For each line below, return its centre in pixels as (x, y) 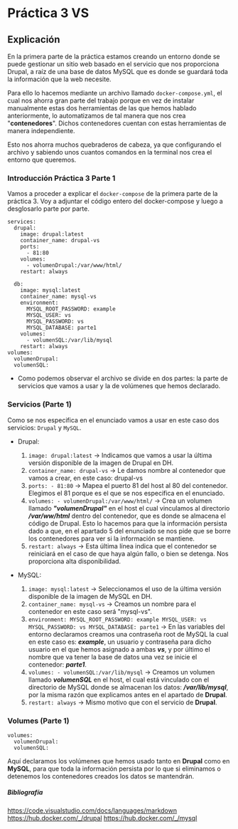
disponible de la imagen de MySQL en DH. (90, 596)
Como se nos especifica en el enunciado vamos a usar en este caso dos (113, 420)
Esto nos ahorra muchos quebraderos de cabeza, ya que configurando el (114, 145)
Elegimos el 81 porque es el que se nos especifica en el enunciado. (126, 493)
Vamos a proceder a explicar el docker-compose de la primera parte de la (113, 194)
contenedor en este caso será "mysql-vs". (90, 611)
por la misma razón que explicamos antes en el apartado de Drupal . (128, 694)
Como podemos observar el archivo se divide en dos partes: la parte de (123, 378)
